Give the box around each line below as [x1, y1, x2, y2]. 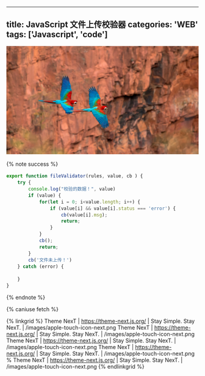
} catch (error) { [17, 264, 64, 270]
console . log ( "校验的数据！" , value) [28, 186, 116, 193]
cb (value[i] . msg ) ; [60, 212, 108, 218]
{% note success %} [6, 160, 59, 168]
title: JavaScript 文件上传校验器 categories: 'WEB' [6, 20, 198, 30]
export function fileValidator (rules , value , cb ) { [6, 173, 143, 179]
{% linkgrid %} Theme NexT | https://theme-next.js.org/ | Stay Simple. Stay [6, 317, 195, 325]
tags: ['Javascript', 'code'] [6, 29, 108, 40]
